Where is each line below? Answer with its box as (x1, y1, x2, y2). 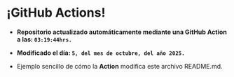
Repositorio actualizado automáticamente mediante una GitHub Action (16, 28, 227, 36)
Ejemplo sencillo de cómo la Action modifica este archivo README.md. (16, 62, 223, 70)
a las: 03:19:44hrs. (16, 35, 72, 43)
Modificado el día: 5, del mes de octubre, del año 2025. (16, 49, 185, 57)
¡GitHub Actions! (6, 5, 106, 21)
